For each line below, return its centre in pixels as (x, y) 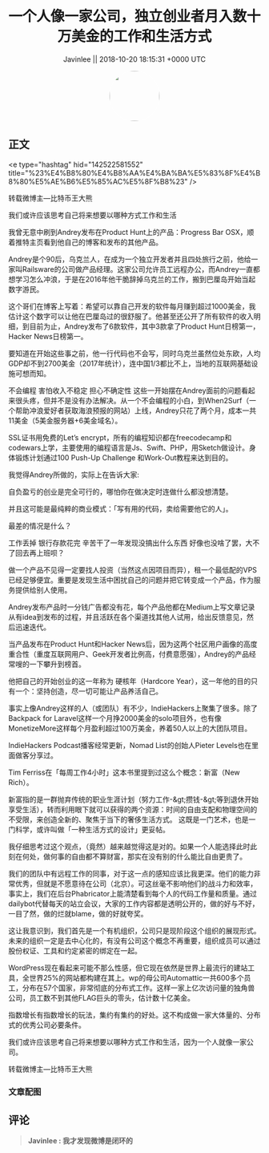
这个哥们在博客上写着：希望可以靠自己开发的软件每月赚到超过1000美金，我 (132, 306)
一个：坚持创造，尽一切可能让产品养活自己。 (88, 691)
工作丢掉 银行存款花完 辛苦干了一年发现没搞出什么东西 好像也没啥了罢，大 (130, 543)
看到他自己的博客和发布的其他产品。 (102, 242)
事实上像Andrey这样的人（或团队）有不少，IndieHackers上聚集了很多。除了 (133, 708)
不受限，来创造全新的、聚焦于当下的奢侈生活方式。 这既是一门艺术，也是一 (132, 819)
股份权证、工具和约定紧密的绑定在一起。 (75, 950)
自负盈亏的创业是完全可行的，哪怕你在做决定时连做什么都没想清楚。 (120, 492)
